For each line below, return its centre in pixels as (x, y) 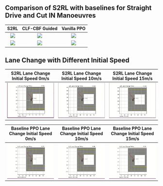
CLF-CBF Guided (40, 29)
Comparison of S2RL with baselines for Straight (78, 8)
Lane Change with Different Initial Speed (67, 60)
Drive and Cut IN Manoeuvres (50, 16)
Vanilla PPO (73, 29)
